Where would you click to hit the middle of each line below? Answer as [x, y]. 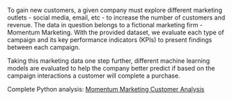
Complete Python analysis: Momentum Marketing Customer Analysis [106, 89]
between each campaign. [44, 47]
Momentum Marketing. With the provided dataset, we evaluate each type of [116, 32]
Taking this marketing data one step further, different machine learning [109, 61]
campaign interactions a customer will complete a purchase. [94, 76]
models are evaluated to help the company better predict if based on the [111, 68]
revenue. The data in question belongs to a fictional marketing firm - [105, 25]
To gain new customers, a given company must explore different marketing [115, 10]
